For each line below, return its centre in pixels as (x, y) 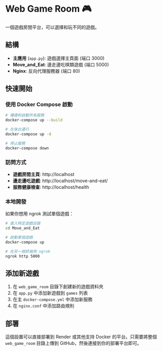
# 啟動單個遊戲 (19, 237)
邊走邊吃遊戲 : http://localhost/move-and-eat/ (60, 181)
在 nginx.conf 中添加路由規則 (43, 306)
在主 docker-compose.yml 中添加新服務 (53, 299)
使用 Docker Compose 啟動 (39, 104)
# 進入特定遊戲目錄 (23, 224)
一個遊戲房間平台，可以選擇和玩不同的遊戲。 (52, 27)
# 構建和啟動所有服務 (25, 115)
